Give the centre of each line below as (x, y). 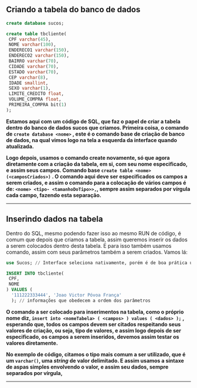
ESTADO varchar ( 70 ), (34, 72)
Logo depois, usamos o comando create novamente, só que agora (88, 157)
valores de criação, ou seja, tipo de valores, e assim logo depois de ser (94, 330)
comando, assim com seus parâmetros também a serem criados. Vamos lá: (97, 252)
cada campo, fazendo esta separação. (54, 195)
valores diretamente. (32, 343)
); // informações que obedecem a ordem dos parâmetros (81, 301)
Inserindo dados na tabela (55, 219)
